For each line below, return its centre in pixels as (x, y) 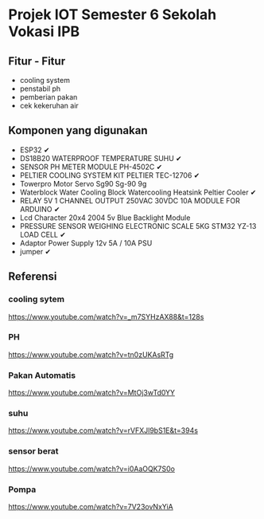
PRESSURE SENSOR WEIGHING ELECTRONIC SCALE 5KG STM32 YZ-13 (138, 226)
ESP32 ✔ (35, 150)
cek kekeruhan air (49, 106)
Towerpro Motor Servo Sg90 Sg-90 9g (83, 183)
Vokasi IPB (44, 31)
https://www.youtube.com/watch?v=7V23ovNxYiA (91, 506)
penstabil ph (40, 88)
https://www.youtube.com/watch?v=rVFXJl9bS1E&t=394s (103, 431)
